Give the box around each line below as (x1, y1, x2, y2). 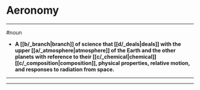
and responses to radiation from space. (14, 66, 115, 73)
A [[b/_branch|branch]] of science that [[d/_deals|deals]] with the (14, 40, 182, 48)
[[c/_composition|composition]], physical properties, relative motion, (14, 59, 190, 66)
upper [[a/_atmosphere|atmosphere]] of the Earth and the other (14, 46, 176, 54)
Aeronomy (6, 4, 60, 17)
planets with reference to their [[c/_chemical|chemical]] (14, 53, 157, 60)
